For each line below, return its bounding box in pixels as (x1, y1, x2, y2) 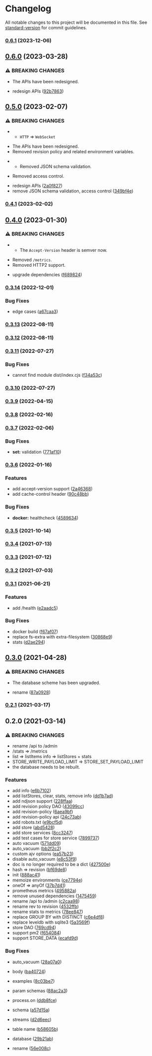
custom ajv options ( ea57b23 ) (12, 851, 74, 857)
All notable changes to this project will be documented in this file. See (5, 19, 148, 25)
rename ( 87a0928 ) (12, 689, 51, 695)
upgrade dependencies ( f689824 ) (12, 271, 83, 278)
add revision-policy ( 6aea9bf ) (12, 809, 73, 815)
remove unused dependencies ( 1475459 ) (12, 893, 97, 899)
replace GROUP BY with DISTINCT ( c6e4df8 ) (12, 914, 105, 920)
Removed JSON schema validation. (19, 164, 92, 170)
